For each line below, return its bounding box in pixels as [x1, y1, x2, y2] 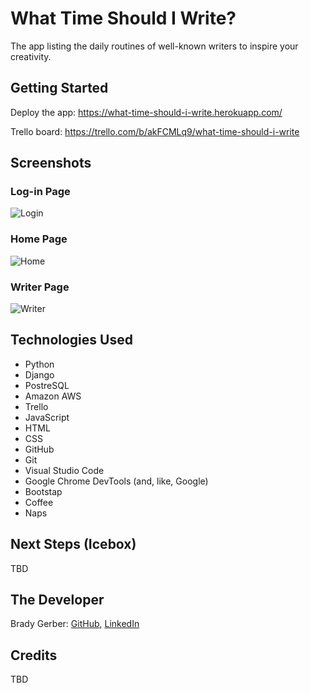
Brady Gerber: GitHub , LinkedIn [10, 618, 140, 630]
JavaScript [24, 411, 70, 423]
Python [24, 358, 55, 370]
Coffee [24, 496, 54, 508]
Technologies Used [10, 332, 133, 349]
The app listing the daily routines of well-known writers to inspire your [10, 40, 299, 52]
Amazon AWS [24, 390, 82, 402]
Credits [10, 647, 58, 664]
